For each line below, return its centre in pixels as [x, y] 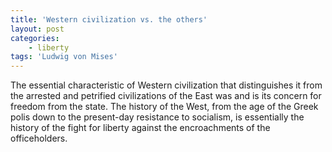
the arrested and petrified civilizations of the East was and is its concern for [166, 96]
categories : [35, 38]
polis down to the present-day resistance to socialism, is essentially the [157, 117]
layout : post [37, 29]
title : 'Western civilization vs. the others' [109, 19]
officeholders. [39, 138]
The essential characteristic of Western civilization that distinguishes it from [166, 85]
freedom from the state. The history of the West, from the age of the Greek [164, 107]
